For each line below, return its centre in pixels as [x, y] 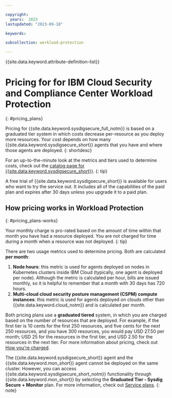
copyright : [17, 14]
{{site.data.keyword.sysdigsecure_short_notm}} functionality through [78, 374]
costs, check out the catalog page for [45, 166]
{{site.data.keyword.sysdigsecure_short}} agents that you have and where [84, 145]
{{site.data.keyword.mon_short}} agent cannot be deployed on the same [82, 363]
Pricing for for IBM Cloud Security [79, 82]
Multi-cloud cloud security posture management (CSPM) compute [85, 294]
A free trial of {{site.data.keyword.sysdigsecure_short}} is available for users [86, 181]
